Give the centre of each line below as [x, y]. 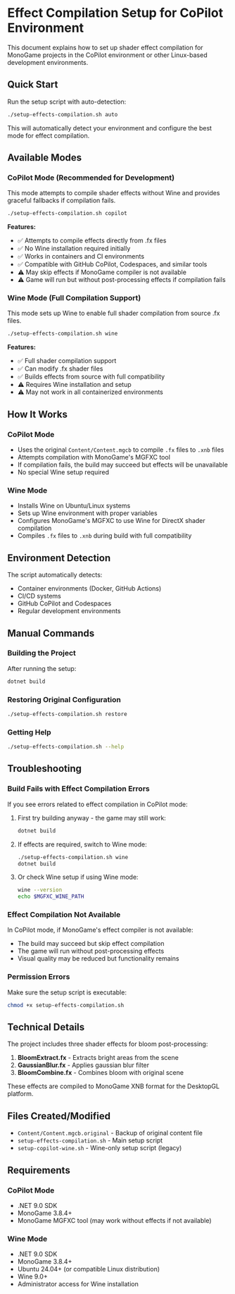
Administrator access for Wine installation [78, 1284]
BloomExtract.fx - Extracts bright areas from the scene [98, 1058]
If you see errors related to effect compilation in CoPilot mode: [97, 804]
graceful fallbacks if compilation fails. [62, 201]
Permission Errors [39, 977]
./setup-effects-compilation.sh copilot [68, 214]
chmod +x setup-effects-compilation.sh [66, 1005]
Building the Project [42, 653]
